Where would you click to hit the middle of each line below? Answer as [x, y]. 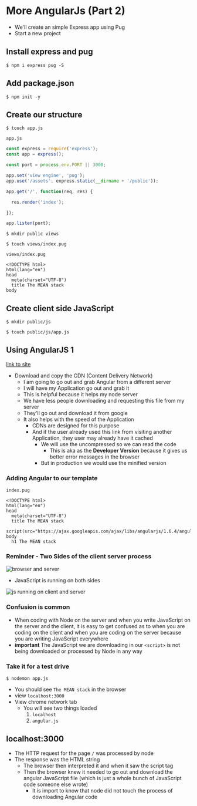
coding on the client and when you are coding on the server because [98, 632]
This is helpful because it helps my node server [80, 394]
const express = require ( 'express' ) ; [52, 149]
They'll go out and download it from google [75, 413]
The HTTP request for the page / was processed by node [84, 753]
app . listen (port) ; [28, 223]
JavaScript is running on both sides [57, 581]
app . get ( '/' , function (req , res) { [50, 191]
